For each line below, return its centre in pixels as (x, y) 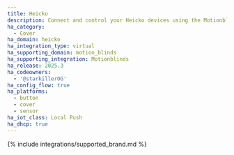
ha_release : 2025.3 (36, 66)
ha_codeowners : (29, 72)
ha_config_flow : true (39, 85)
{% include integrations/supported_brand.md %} (77, 144)
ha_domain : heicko (34, 40)
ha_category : (26, 27)
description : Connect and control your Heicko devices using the (104, 20)
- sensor (26, 111)
